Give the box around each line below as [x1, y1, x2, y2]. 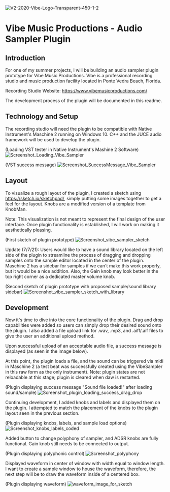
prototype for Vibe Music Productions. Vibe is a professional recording [5, 73, 153, 78]
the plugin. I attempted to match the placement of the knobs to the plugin [5, 405, 158, 411]
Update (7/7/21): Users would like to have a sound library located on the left [5, 247, 163, 253]
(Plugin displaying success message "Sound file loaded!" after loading [5, 384, 152, 390]
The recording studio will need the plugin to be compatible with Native [5, 126, 152, 132]
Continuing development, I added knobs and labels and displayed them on [5, 399, 161, 406]
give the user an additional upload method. [5, 333, 95, 339]
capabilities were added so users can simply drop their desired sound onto [5, 322, 161, 328]
